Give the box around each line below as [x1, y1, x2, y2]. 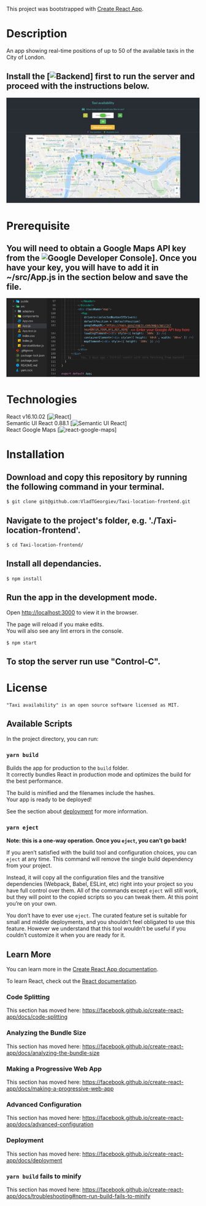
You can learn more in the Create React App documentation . [6, 966, 159, 973]
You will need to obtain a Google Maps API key [6, 243, 186, 254]
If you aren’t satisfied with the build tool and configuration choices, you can [6, 849, 197, 856]
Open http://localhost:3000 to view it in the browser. [6, 608, 139, 616]
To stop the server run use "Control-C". [6, 657, 161, 667]
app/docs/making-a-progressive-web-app [6, 1085, 114, 1092]
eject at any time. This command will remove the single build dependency [6, 855, 194, 863]
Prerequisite [6, 219, 71, 233]
